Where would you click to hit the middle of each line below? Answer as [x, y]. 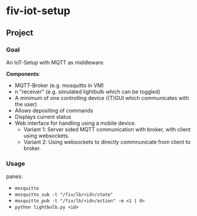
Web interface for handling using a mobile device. [75, 123]
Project [20, 33]
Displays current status [43, 117]
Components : [23, 74]
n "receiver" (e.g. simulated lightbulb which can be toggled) [88, 91]
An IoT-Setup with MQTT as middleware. [56, 62]
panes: [14, 176]
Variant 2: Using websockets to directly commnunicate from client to [107, 142]
